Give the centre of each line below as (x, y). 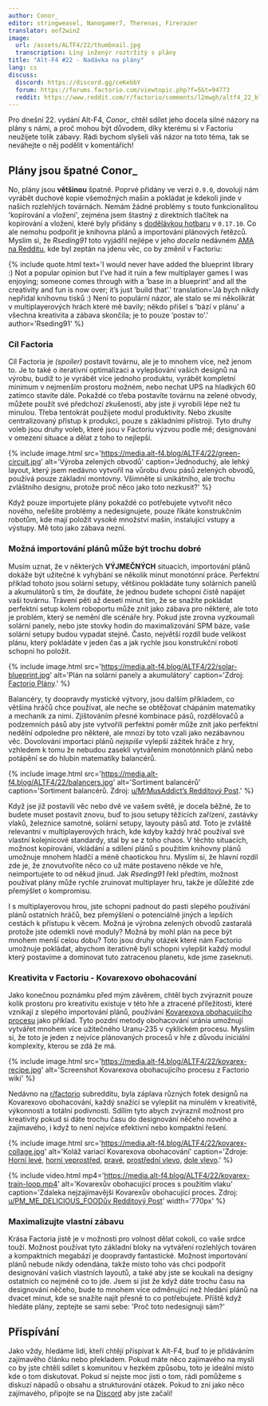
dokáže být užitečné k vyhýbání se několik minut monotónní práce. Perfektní (134, 574)
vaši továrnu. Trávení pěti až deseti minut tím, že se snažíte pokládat (120, 600)
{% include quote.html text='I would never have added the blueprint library (131, 265)
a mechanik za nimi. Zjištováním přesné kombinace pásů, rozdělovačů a (126, 715)
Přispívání (34, 1331)
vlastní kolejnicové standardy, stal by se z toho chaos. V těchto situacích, (128, 840)
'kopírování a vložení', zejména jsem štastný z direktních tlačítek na (118, 215)
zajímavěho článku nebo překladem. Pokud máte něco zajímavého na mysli (132, 1360)
